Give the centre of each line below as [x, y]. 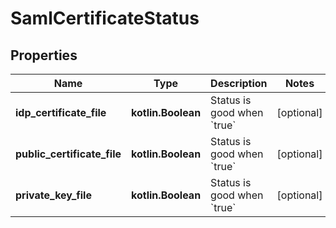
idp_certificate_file [61, 112]
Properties [44, 55]
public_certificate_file [68, 154]
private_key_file [53, 195]
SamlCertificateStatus [105, 18]
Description [239, 83]
